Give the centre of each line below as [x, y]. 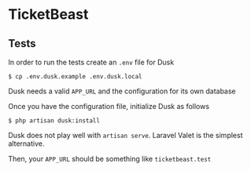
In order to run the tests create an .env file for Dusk [91, 62]
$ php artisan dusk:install [54, 121]
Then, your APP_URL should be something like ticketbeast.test [110, 159]
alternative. [26, 144]
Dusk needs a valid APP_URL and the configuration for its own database [122, 91]
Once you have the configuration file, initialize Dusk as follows [109, 106]
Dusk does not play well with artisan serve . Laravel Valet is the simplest [125, 135]
